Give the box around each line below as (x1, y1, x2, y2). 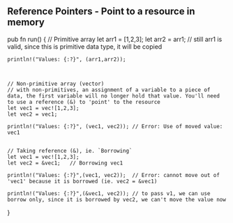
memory (7, 17, 45, 29)
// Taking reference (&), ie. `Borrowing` (7, 147, 133, 154)
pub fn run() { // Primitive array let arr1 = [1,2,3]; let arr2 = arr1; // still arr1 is (7, 35, 223, 43)
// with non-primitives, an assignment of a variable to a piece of (7, 86, 211, 93)
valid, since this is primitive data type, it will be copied (7, 42, 163, 51)
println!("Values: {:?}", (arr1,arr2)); (7, 56, 127, 63)
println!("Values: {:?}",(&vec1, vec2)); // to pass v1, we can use (7, 190, 211, 197)
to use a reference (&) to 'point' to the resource (7, 98, 160, 105)
